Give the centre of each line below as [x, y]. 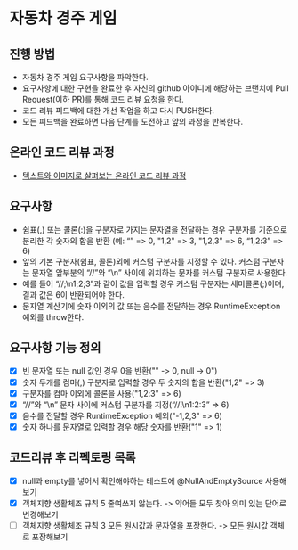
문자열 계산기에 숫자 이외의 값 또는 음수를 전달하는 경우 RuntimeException [151, 306]
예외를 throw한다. [53, 316]
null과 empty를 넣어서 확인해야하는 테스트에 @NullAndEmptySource [143, 480]
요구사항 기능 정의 [55, 348]
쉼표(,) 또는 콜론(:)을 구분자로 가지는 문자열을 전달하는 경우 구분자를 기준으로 [154, 229]
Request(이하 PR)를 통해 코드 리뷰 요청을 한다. [103, 99]
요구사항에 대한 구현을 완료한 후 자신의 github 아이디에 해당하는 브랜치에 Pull [155, 88]
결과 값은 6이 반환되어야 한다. [73, 294]
